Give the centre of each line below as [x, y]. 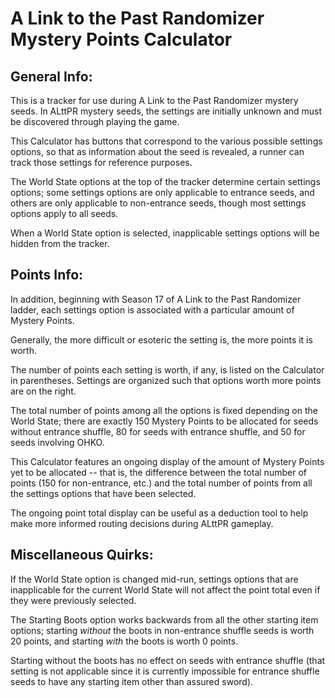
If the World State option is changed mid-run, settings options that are [154, 579]
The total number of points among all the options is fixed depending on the [164, 410]
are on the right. [43, 391]
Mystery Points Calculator [121, 39]
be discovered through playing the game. [95, 121]
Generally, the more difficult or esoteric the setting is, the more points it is [161, 339]
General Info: [51, 76]
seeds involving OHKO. [57, 442]
